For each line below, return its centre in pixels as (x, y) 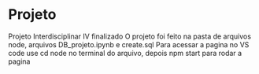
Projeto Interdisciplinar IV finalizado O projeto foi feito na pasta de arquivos (130, 36)
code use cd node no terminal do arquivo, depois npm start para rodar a (125, 53)
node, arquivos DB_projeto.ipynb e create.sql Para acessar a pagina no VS (129, 44)
